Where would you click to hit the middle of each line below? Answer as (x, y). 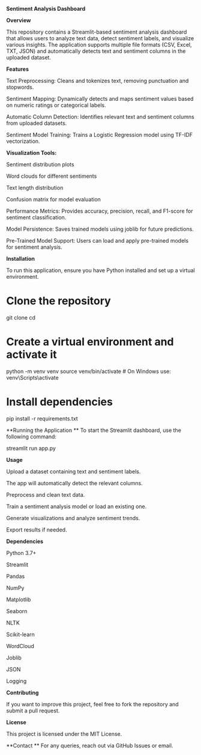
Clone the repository (58, 301)
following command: (31, 436)
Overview (19, 20)
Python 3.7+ (21, 553)
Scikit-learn (20, 634)
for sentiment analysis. (34, 247)
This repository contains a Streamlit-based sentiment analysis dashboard (97, 32)
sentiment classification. (36, 217)
